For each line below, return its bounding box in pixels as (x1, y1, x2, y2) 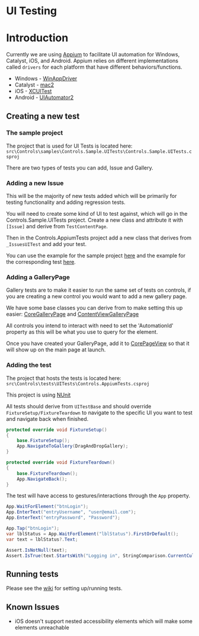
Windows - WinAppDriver (14, 75, 78, 82)
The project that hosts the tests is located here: (6, 375, 121, 382)
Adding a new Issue (6, 179, 64, 187)
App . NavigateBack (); (17, 476, 68, 482)
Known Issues (6, 602, 60, 612)
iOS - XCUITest (14, 88, 52, 95)
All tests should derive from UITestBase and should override (6, 402, 152, 410)
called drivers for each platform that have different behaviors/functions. (6, 63, 182, 71)
